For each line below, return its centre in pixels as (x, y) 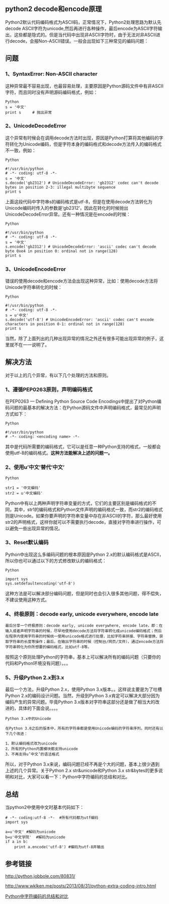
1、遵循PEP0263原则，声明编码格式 (49, 389)
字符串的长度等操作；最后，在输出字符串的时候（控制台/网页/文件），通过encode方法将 (86, 642)
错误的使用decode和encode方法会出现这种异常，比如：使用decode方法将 (82, 281)
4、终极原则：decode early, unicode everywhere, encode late (82, 614)
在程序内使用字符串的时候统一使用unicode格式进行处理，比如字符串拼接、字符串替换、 (82, 636)
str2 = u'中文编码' (24, 493)
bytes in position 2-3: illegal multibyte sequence (60, 187)
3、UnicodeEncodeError (36, 269)
